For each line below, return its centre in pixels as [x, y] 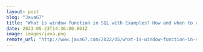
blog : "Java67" [25, 17]
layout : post [23, 12]
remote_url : [21, 39]
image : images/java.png [36, 34]
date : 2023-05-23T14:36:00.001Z [47, 28]
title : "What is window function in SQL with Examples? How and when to [100, 23]
